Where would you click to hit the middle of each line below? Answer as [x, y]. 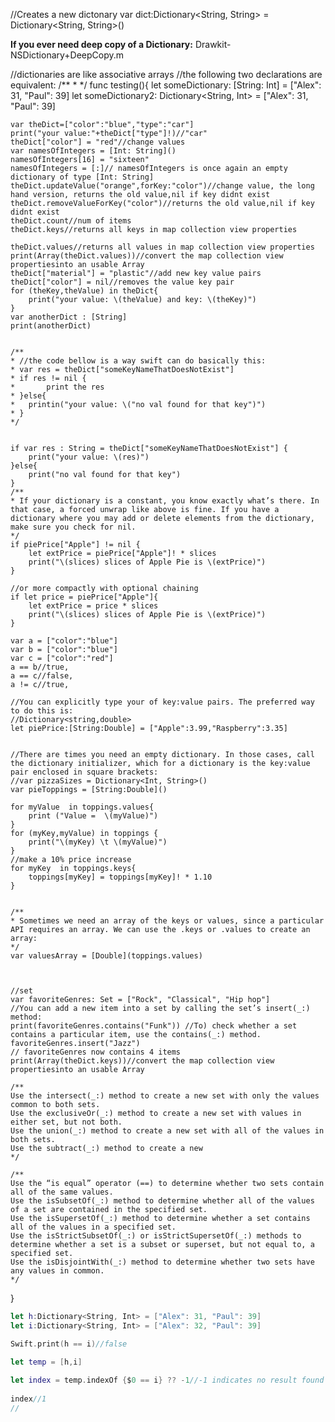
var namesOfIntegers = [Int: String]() [93, 151]
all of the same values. [62, 1192]
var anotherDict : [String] [69, 317]
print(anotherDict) [51, 326]
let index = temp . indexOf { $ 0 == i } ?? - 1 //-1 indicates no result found [167, 1380]
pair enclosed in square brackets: [84, 772]
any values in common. [57, 1271]
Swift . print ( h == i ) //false [69, 1344]
